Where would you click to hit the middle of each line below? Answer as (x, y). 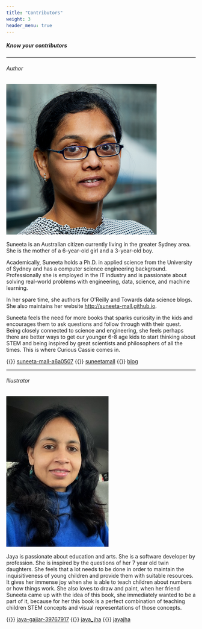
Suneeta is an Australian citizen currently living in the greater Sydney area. (99, 244)
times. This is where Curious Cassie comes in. (63, 349)
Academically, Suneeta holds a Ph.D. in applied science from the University (99, 262)
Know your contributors (37, 45)
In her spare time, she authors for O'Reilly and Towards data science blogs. (99, 299)
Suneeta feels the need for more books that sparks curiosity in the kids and (99, 318)
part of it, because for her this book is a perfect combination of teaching (96, 601)
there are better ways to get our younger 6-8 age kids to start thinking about (101, 337)
